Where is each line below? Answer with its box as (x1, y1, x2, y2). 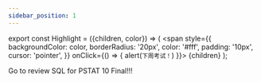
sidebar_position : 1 (8, 11, 77, 20)
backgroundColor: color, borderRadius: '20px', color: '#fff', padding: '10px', (8, 41, 253, 52)
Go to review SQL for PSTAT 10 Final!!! (8, 65, 133, 76)
